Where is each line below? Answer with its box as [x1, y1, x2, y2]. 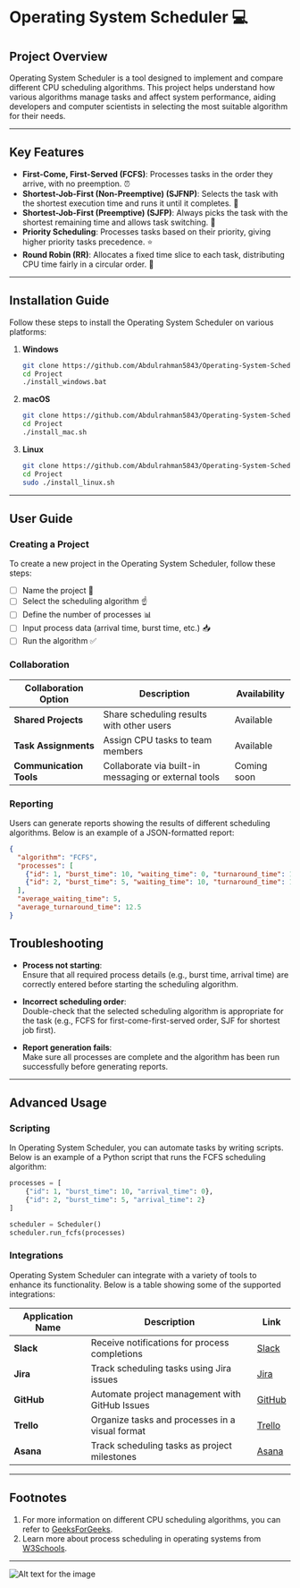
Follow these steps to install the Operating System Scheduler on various [9, 317, 274, 328]
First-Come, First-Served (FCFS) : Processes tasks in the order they [21, 168, 274, 179]
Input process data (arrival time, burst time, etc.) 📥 [21, 623, 211, 634]
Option [38, 693, 70, 705]
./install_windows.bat [21, 378, 107, 387]
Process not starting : [21, 960, 103, 970]
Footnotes [9, 1490, 67, 1506]
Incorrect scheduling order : [21, 995, 127, 1007]
